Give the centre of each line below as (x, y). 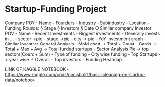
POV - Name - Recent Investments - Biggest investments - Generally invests (82, 33)
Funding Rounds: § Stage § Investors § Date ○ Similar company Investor (78, 28)
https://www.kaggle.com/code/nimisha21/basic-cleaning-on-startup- (75, 74)
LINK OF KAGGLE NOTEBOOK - (37, 69)
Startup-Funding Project (56, 9)
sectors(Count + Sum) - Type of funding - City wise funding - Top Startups (81, 54)
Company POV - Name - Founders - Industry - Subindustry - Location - (78, 23)
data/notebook (20, 80)
